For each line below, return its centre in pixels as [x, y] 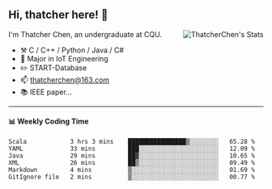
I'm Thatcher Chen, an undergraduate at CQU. [85, 34]
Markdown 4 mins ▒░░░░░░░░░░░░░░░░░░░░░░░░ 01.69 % [132, 170]
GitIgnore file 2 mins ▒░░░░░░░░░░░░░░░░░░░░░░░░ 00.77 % [132, 177]
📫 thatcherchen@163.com [65, 80]
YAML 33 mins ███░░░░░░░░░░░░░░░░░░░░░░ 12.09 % [132, 149]
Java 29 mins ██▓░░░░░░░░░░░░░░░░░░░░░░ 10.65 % [132, 156]
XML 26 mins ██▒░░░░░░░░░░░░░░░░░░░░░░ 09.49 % [132, 163]
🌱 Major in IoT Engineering [64, 58]
